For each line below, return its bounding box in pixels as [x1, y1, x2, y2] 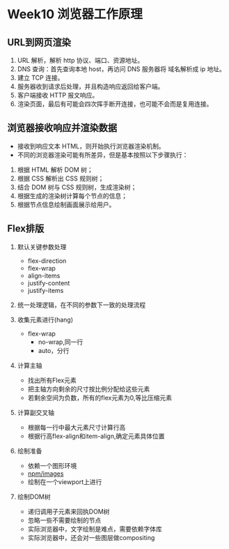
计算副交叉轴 [17, 408, 54, 416]
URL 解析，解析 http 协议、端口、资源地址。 [17, 57, 144, 64]
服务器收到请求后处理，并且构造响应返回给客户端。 [17, 82, 164, 91]
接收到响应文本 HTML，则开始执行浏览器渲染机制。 [17, 142, 165, 150]
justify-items [27, 286, 64, 294]
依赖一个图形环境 [27, 461, 77, 469]
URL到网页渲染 [7, 36, 72, 48]
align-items [27, 271, 61, 280]
